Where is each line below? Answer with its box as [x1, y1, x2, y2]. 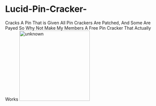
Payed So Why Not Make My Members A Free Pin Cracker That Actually [5, 25, 152, 31]
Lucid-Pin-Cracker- [5, 3, 87, 15]
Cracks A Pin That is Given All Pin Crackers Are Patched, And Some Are [5, 20, 151, 26]
